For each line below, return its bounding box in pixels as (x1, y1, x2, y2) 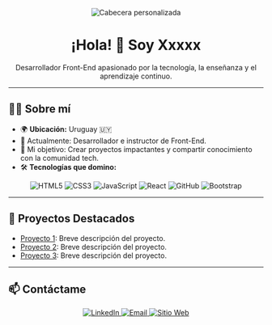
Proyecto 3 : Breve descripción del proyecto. (19, 251, 168, 260)
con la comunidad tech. (19, 153, 100, 162)
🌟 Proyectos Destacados (8, 212, 135, 226)
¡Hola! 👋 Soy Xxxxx (70, 36, 202, 54)
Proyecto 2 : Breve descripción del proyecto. (19, 242, 168, 251)
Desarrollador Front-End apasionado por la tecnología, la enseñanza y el (15, 62, 257, 72)
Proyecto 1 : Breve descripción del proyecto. (19, 233, 166, 243)
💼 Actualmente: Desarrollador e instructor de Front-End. (19, 136, 206, 146)
